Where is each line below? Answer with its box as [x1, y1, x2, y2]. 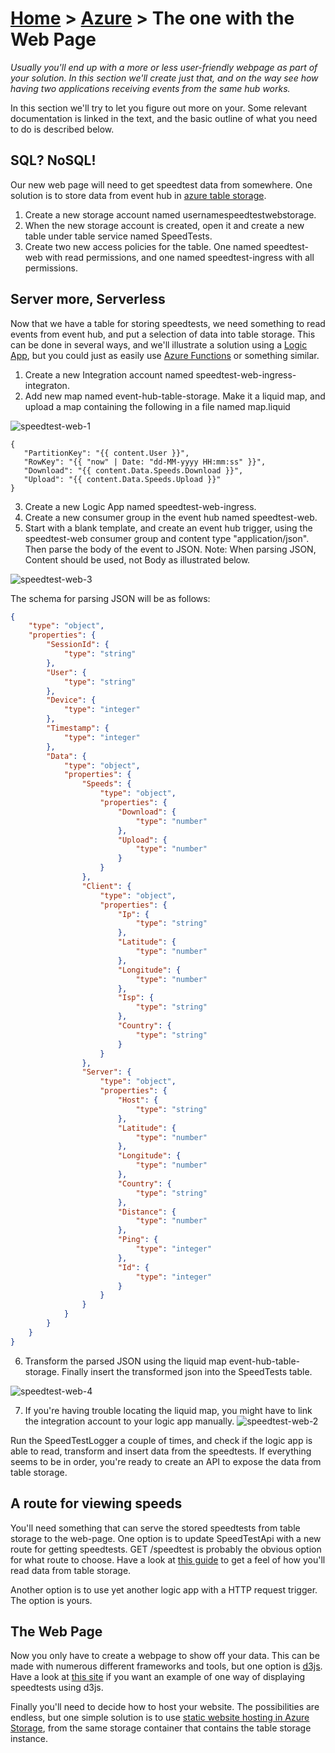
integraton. [24, 379, 70, 391]
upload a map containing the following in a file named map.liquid [24, 400, 291, 412]
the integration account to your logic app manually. [24, 1415, 235, 1427]
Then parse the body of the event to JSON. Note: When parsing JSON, [24, 543, 317, 555]
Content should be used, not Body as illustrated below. [24, 553, 251, 566]
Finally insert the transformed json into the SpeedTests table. [61, 1365, 313, 1377]
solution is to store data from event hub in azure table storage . [10, 189, 267, 201]
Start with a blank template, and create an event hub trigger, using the [24, 522, 313, 534]
